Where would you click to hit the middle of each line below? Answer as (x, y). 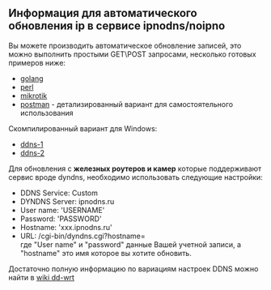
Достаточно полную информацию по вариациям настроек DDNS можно (133, 269)
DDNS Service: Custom (59, 193)
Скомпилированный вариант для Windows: (83, 128)
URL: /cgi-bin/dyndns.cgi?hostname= (83, 236)
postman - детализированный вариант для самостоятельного (126, 104)
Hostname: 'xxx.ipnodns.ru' (66, 227)
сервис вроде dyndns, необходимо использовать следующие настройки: (135, 177)
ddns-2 (32, 152)
